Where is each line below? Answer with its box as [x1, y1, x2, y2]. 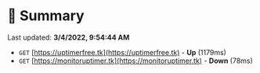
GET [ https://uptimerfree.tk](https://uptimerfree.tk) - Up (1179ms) [18, 47, 226, 57]
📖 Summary [7, 7, 85, 25]
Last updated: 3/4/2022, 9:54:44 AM [7, 33, 130, 42]
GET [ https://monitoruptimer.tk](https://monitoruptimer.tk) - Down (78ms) [18, 56, 254, 65]
